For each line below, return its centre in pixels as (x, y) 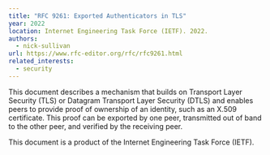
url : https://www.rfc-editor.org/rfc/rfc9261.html (96, 54)
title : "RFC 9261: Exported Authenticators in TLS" (97, 16)
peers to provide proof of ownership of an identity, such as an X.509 (123, 109)
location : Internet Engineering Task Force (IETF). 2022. (108, 31)
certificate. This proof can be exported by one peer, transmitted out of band (135, 118)
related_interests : (41, 62)
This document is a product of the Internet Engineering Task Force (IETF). (131, 142)
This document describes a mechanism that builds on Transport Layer (126, 92)
